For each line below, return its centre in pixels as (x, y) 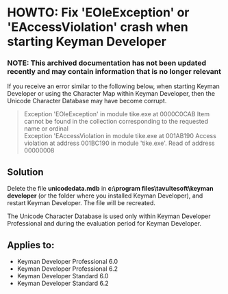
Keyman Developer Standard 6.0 (63, 276)
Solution (25, 172)
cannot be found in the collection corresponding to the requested (116, 122)
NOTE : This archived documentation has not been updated (107, 63)
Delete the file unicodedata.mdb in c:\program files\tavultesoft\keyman (110, 189)
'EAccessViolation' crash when (98, 27)
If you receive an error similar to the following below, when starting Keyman (114, 86)
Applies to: (31, 245)
